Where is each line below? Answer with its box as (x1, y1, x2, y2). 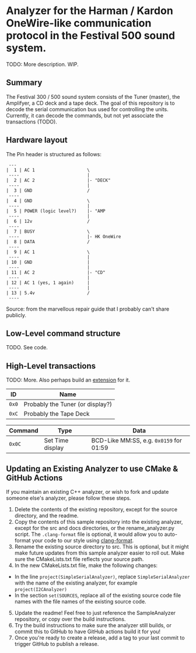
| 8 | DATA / (6, 239, 90, 245)
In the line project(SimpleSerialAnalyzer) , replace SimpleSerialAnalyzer (14, 573, 190, 580)
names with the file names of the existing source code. (14, 598, 147, 605)
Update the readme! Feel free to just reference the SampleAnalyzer (14, 610, 176, 616)
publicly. (6, 311, 26, 318)
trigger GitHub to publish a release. (14, 641, 99, 647)
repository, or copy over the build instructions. (14, 616, 126, 623)
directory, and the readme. (14, 512, 79, 519)
